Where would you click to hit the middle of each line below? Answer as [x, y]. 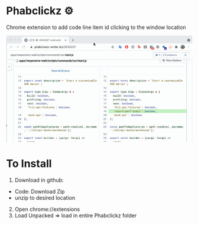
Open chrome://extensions [47, 209]
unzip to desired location [45, 198]
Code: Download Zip [40, 191]
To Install [29, 163]
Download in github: [39, 180]
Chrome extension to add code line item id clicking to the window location [96, 27]
